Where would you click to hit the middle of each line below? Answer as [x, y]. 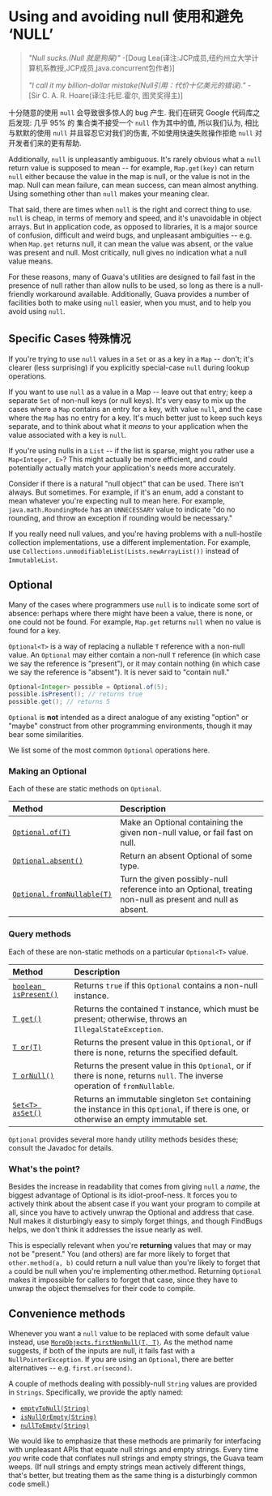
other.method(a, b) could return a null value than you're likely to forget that [134, 1262]
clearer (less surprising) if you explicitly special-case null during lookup [129, 367]
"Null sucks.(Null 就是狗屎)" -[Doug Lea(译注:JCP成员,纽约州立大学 [140, 58]
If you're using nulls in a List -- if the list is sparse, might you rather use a [132, 450]
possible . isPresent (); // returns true [76, 694]
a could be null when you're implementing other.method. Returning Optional [135, 1271]
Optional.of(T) [42, 833]
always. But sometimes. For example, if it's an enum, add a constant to [126, 492]
